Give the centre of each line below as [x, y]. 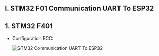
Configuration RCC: [33, 39]
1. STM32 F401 [29, 26]
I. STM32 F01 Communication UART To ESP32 [79, 8]
